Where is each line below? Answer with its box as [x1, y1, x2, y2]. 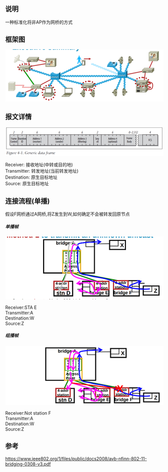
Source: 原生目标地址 [5, 181, 49, 187]
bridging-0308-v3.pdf [5, 461, 51, 467]
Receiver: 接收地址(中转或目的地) [5, 162, 73, 168]
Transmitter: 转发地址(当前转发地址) [5, 168, 79, 174]
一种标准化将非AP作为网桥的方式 [5, 19, 73, 25]
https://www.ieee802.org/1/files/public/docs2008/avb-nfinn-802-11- [5, 455, 147, 461]
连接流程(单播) [5, 197, 50, 205]
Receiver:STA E [5, 304, 37, 310]
